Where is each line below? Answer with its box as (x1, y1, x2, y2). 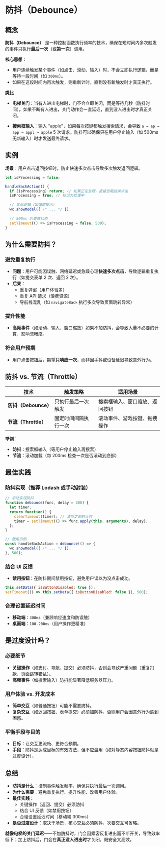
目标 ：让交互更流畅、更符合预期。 (12, 741, 82, 747)
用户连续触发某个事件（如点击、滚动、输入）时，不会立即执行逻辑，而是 (12, 67, 159, 73)
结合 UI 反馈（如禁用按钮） (19, 808, 74, 813)
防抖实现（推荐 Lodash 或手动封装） (5, 484, 91, 491)
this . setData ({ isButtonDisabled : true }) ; (5, 585, 96, 590)
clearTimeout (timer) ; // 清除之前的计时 (14, 514, 92, 519)
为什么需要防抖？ (5, 240, 57, 248)
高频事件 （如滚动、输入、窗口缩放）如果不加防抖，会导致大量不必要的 (12, 325, 155, 331)
